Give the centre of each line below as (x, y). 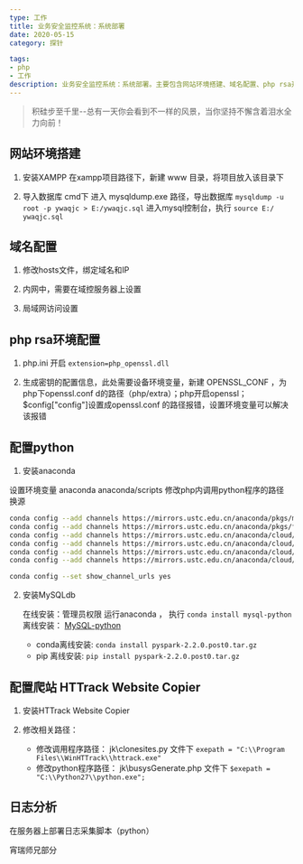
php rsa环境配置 (55, 339)
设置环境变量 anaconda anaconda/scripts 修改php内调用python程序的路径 (147, 490)
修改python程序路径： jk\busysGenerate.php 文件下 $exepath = (153, 767)
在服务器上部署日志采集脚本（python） (82, 831)
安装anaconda (49, 471)
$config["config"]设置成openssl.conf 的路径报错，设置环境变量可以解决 (155, 405)
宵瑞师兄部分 (33, 850)
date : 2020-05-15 (42, 34)
